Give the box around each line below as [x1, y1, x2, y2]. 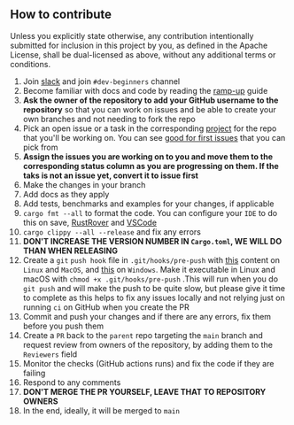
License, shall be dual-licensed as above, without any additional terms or [10, 49, 276, 60]
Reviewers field [22, 349, 78, 359]
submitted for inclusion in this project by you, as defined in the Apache [10, 40, 268, 50]
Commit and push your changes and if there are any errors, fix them [22, 311, 272, 321]
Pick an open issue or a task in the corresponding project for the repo [22, 123, 277, 134]
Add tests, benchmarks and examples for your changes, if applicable [22, 198, 275, 209]
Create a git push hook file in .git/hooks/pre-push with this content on [22, 254, 280, 265]
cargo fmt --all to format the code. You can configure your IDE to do [22, 207, 278, 218]
